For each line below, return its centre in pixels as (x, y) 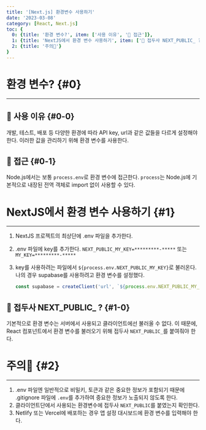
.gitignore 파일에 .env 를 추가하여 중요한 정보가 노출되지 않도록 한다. (96, 397)
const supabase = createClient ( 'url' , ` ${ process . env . (87, 287)
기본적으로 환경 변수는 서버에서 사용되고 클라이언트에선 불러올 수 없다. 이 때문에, (102, 323)
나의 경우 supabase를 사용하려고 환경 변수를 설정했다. (80, 275)
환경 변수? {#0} (44, 84)
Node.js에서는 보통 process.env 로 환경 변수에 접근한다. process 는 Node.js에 (99, 177)
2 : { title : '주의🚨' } (37, 47)
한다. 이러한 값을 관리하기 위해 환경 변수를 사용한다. (67, 140)
